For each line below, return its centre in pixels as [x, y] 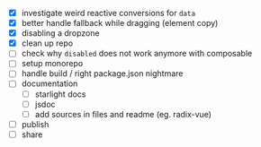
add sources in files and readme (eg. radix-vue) [123, 114]
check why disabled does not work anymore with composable [137, 54]
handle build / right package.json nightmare [102, 73]
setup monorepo [52, 64]
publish [35, 124]
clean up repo [47, 43]
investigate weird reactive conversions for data [108, 13]
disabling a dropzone [60, 33]
